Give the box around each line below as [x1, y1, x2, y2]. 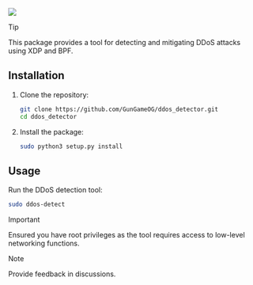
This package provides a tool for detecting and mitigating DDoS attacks [8, 38, 241, 47]
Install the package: [19, 127, 85, 136]
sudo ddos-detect [8, 200, 66, 209]
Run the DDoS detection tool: [8, 185, 103, 195]
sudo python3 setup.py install [19, 142, 123, 150]
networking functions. [8, 238, 80, 249]
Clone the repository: [19, 89, 89, 99]
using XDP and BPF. [8, 46, 74, 55]
